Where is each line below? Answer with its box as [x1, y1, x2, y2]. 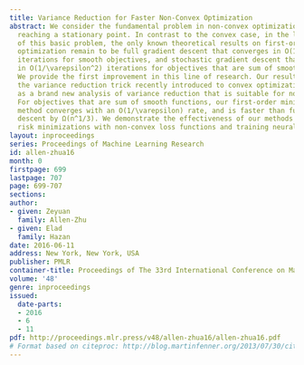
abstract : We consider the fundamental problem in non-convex [9, 22, 249, 31]
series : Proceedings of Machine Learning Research [9, 139, 204, 149]
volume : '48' [9, 274, 59, 283]
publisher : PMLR [9, 257, 71, 267]
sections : [9, 190, 47, 199]
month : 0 [9, 156, 43, 166]
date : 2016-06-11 [9, 241, 75, 250]
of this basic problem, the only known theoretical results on [17, 38, 261, 48]
